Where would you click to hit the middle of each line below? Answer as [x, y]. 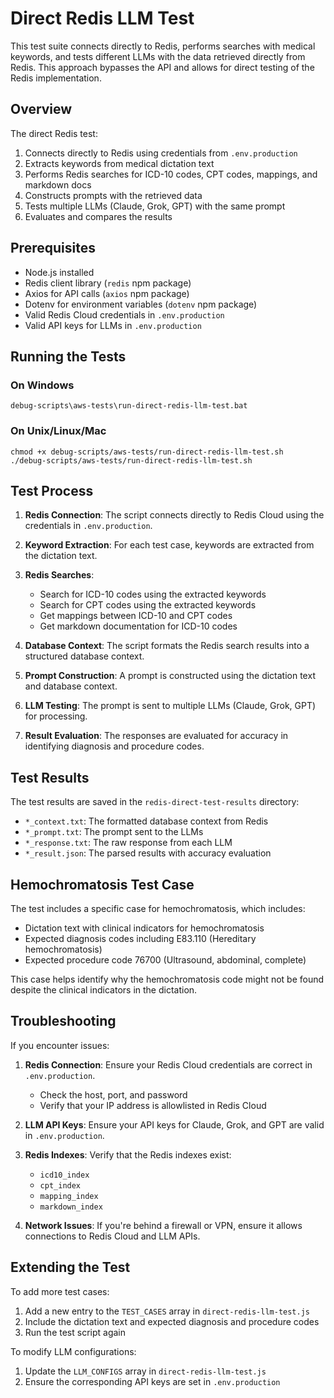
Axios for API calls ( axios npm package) [107, 293]
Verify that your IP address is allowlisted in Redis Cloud [153, 1105]
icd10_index [64, 1175]
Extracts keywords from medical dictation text [119, 163]
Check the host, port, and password [113, 1094]
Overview [41, 109]
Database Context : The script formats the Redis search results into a [167, 646]
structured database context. [84, 656]
